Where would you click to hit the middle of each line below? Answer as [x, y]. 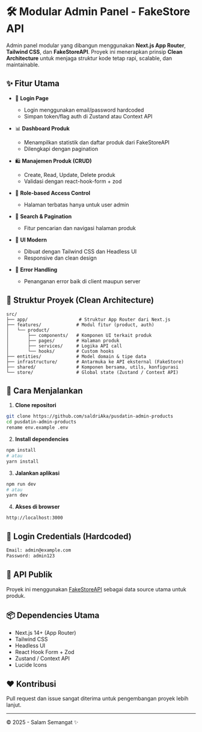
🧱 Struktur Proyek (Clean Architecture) [80, 300]
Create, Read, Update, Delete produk [70, 175]
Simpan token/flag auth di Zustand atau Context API [88, 116]
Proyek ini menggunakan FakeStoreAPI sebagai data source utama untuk [96, 589]
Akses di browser [37, 507]
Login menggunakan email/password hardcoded [84, 110]
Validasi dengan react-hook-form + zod [73, 181]
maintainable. [23, 65]
